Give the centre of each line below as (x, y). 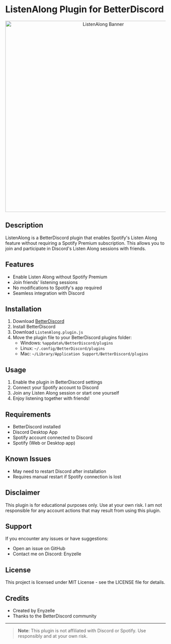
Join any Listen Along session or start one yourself (66, 393)
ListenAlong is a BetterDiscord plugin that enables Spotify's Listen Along (81, 238)
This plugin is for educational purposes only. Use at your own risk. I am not (84, 505)
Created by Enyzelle (34, 611)
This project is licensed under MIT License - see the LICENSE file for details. (85, 582)
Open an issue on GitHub (39, 549)
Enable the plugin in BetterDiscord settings (58, 382)
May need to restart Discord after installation (59, 471)
